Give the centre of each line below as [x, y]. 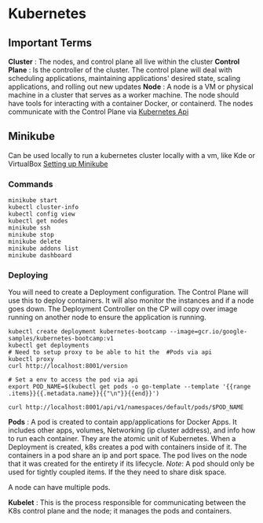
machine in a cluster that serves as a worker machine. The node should [124, 95]
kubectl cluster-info [44, 208]
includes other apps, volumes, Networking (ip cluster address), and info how [132, 430]
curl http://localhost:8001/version [68, 366]
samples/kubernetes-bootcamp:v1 [61, 339]
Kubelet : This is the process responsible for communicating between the [127, 503]
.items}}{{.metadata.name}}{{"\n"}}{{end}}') [84, 394]
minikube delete [35, 242]
